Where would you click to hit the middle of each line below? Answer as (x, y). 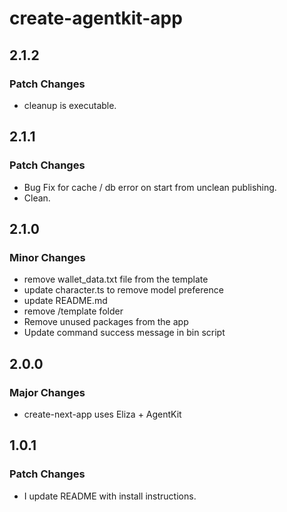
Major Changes (47, 392)
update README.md (65, 301)
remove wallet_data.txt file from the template (116, 279)
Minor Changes (47, 257)
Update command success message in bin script (124, 333)
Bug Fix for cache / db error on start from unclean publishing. (150, 187)
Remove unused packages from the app (106, 322)
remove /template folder (73, 311)
